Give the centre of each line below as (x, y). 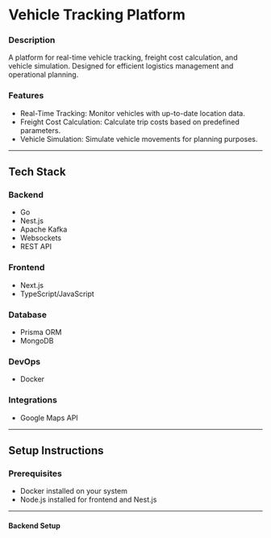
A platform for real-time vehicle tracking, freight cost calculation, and (123, 57)
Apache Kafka (44, 229)
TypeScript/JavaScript (57, 294)
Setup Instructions (56, 450)
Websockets (41, 238)
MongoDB (37, 341)
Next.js (32, 285)
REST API (36, 247)
